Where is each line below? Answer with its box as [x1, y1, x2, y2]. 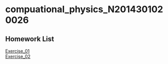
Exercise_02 [5, 53, 31, 59]
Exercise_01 [5, 48, 30, 54]
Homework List [5, 35, 54, 43]
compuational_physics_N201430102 [5, 4, 163, 15]
